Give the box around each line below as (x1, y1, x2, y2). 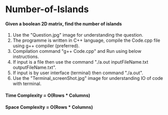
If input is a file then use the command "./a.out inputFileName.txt (12, 59, 149, 65)
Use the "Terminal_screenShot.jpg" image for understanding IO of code (12, 75, 163, 81)
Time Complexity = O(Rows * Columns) (5, 92, 90, 98)
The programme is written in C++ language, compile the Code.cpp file (12, 37, 160, 44)
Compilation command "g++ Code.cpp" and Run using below (12, 48, 141, 54)
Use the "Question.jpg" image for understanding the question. (12, 32, 143, 38)
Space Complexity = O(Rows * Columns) (5, 104, 93, 110)
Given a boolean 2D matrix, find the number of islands (5, 20, 122, 26)
